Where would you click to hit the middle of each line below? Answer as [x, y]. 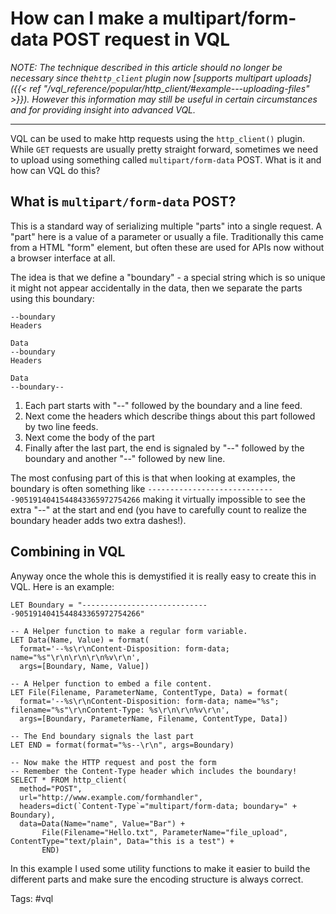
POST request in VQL [141, 39]
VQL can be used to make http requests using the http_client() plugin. [158, 138]
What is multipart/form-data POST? [123, 202]
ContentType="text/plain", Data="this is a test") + [122, 841]
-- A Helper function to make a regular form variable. [129, 631]
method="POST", [51, 788]
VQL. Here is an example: [62, 586]
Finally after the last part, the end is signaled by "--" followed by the [164, 448]
